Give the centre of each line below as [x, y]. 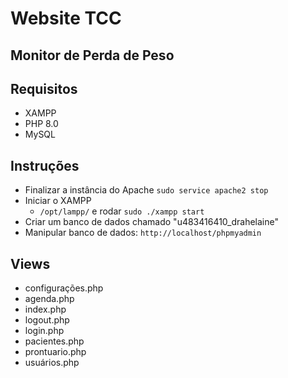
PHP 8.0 [41, 124]
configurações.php [64, 288]
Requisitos [44, 88]
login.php [44, 331]
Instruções [45, 165]
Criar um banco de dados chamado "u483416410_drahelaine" [151, 222]
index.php [45, 309]
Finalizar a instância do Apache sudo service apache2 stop [146, 190]
